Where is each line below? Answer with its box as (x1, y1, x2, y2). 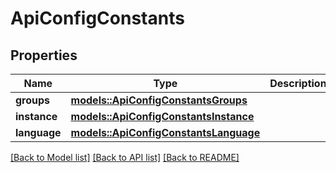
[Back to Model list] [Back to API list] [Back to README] (10, 152, 240, 163)
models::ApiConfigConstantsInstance (70, 110, 255, 123)
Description (269, 77, 327, 90)
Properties (10, 47, 78, 64)
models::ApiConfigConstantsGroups (70, 93, 248, 107)
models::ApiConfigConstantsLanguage (70, 126, 261, 139)
